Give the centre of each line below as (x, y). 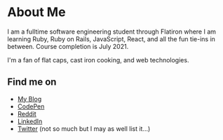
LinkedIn (30, 121)
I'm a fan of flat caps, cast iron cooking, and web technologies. (98, 59)
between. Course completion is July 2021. (68, 46)
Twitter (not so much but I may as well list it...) (84, 128)
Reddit (27, 113)
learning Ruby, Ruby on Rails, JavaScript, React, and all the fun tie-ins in (111, 38)
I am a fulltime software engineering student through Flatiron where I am (111, 31)
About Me (36, 12)
